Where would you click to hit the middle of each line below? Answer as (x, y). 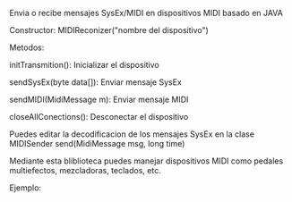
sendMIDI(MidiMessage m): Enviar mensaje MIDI (99, 99)
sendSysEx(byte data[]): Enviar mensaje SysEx (95, 82)
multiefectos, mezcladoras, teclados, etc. (85, 170)
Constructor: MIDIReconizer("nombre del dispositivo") (109, 30)
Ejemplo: (26, 188)
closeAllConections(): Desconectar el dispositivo (99, 117)
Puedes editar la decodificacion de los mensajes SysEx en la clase (132, 134)
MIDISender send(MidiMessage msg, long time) (97, 143)
